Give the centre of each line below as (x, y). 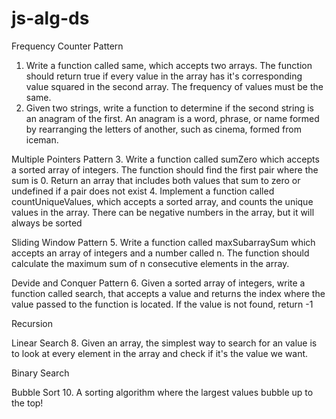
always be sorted (47, 223)
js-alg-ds (50, 18)
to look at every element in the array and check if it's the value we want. (160, 353)
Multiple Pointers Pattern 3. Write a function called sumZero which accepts (165, 159)
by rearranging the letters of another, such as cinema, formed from (163, 129)
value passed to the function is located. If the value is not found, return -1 (162, 304)
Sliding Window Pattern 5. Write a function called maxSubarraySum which (163, 242)
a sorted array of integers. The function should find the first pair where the (165, 169)
